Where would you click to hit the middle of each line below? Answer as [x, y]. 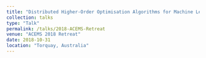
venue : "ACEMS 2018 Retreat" [44, 34]
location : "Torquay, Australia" [48, 46]
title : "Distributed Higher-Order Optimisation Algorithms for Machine [100, 12]
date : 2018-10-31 [29, 40]
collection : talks [30, 18]
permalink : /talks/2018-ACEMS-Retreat [56, 29]
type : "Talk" [23, 23]
